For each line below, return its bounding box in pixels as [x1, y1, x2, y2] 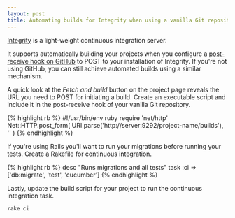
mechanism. [7, 71, 43, 80]
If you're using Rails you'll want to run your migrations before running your [7, 142, 222, 150]
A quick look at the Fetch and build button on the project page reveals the [7, 85, 220, 94]
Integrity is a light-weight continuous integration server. [7, 36, 167, 44]
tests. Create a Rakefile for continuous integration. [7, 150, 152, 158]
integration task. [7, 191, 55, 200]
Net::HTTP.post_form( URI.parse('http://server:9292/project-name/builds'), [7, 121, 224, 129]
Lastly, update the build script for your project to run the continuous [7, 184, 203, 192]
